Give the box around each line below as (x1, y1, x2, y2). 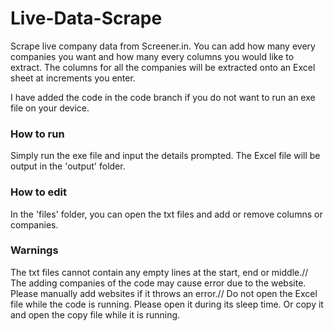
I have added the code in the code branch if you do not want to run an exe (10, 91, 316, 103)
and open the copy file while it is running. (10, 308, 181, 321)
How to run (10, 127, 65, 141)
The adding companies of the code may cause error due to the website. (10, 277, 307, 289)
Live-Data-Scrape (10, 7, 163, 30)
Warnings (10, 243, 59, 257)
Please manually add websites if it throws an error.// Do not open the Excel (10, 287, 318, 299)
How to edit (10, 185, 68, 199)
